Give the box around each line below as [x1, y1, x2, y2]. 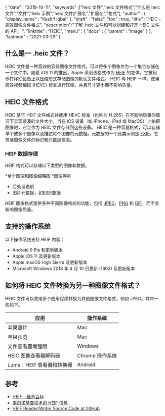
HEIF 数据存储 [5, 150, 38, 157]
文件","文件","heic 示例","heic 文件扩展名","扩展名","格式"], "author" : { [5, 10, 146, 16]
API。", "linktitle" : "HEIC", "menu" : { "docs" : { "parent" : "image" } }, [10, 28, 152, 34]
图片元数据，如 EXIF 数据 [12, 190, 61, 196]
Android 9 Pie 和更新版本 [12, 247, 63, 253]
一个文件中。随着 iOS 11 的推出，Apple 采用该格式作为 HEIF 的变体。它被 [5, 69, 153, 75]
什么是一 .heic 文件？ [5, 49, 70, 58]
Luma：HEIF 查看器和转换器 [7, 361, 73, 368]
